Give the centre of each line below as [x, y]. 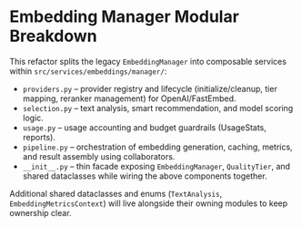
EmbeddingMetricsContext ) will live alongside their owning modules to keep [149, 203]
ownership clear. [40, 212]
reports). [39, 137]
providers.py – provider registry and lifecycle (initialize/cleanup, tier [150, 88]
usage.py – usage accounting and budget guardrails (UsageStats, [144, 127]
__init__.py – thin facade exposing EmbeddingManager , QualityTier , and [156, 166]
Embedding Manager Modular [124, 17]
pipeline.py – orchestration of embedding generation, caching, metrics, [157, 147]
